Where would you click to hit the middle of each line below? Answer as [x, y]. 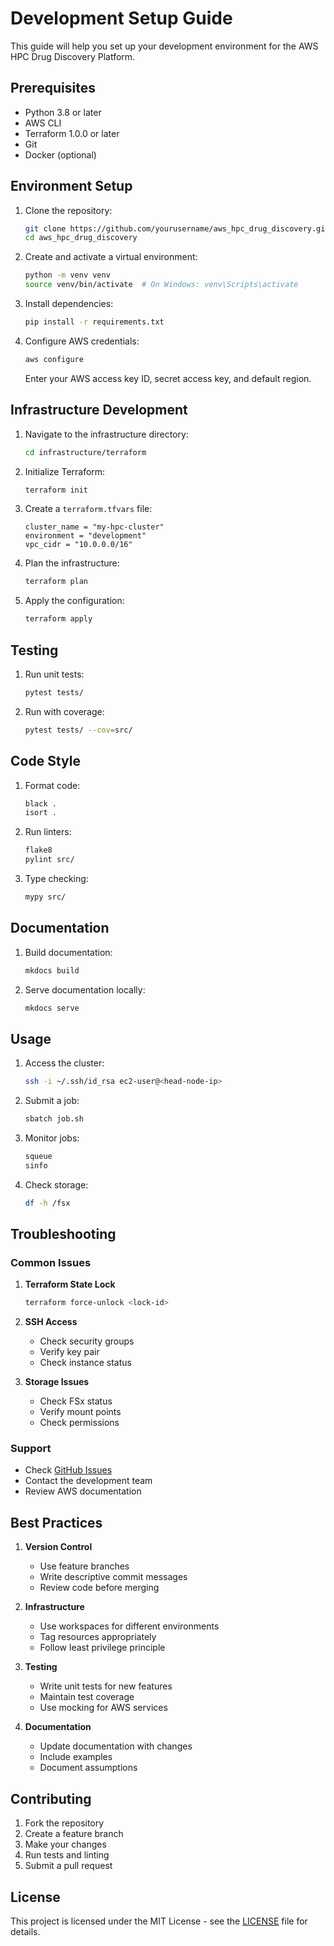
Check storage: [56, 1184]
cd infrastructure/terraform [85, 452]
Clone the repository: [68, 210]
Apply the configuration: [74, 601]
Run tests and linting [67, 1855]
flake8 [38, 850]
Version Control [58, 1547]
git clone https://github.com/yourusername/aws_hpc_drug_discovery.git [177, 228]
